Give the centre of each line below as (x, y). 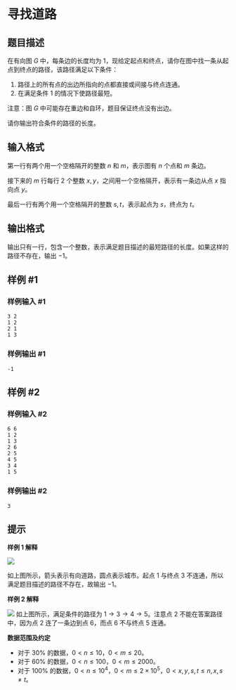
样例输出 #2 (27, 491)
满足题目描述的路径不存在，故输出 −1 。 (64, 585)
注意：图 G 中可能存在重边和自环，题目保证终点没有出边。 (91, 108)
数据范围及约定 (29, 638)
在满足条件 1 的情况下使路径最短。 (67, 93)
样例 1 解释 (22, 547)
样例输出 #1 (26, 354)
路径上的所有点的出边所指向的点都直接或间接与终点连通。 (100, 84)
